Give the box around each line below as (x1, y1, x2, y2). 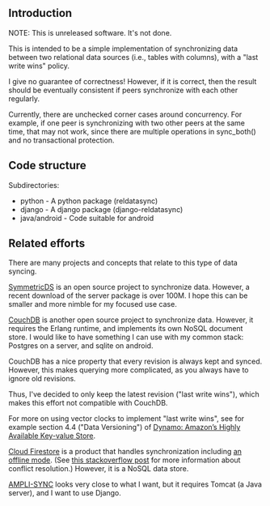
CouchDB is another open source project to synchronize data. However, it (8, 315, 254, 325)
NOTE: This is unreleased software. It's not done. (8, 28, 172, 37)
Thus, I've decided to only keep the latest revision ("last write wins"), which (8, 389, 260, 399)
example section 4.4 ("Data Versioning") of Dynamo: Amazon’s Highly (8, 423, 241, 432)
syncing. (8, 266, 37, 276)
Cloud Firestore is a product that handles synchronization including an (8, 447, 243, 457)
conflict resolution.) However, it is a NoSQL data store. (8, 464, 189, 474)
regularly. (8, 93, 40, 104)
